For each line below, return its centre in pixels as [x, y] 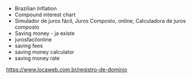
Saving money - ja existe [44, 33]
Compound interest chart [45, 15]
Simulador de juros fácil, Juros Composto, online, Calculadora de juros [100, 21]
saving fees [29, 46]
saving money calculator [44, 52]
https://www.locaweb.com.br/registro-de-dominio [67, 69]
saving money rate [37, 58]
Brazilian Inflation [36, 8]
